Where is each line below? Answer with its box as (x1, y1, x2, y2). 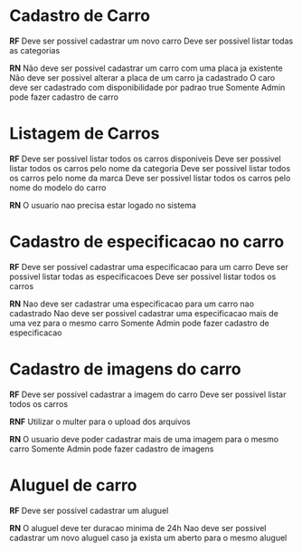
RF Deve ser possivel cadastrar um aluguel (9, 505, 169, 516)
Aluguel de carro (9, 475, 137, 495)
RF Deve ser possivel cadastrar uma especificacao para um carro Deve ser (9, 261, 289, 272)
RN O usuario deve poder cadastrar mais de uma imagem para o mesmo (9, 433, 278, 444)
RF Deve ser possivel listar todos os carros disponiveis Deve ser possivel (9, 153, 282, 164)
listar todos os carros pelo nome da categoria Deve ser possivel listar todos (9, 162, 291, 173)
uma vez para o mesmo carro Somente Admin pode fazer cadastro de (9, 317, 269, 328)
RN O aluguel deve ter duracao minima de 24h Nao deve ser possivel (9, 522, 267, 533)
